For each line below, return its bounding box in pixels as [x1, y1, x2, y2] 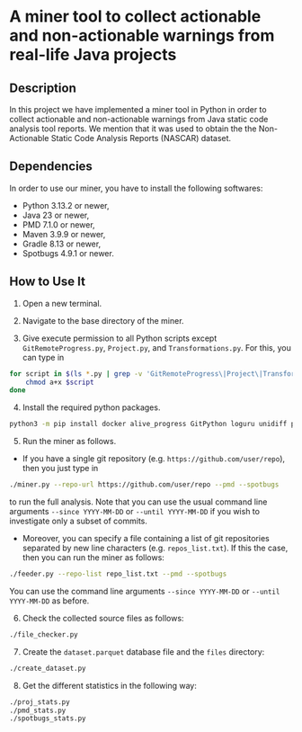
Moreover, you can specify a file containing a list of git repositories [22, 533, 270, 543]
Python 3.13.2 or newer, [22, 200, 110, 210]
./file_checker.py [9, 629, 78, 639]
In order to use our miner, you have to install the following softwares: [9, 183, 263, 193]
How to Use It [9, 274, 85, 290]
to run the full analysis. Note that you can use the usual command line [9, 496, 268, 507]
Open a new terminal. [22, 298, 102, 308]
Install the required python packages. [22, 402, 161, 413]
